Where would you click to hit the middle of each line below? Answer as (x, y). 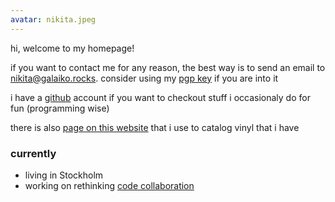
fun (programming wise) (60, 108)
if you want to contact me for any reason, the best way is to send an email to (168, 67)
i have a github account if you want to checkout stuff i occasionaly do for (160, 97)
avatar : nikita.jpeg (53, 19)
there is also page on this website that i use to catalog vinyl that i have (155, 127)
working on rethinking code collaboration (109, 185)
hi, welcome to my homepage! (72, 48)
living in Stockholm (64, 175)
